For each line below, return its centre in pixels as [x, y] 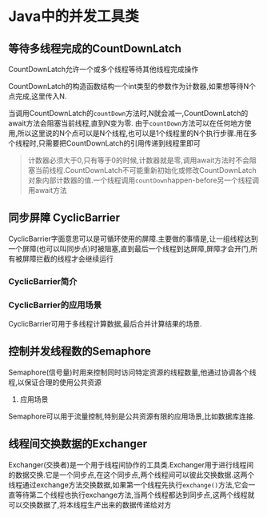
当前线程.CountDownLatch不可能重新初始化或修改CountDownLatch [146, 170]
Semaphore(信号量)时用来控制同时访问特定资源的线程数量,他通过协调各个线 [132, 372]
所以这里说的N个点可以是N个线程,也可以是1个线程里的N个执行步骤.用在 [133, 133]
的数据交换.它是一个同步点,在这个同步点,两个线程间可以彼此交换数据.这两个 [132, 475]
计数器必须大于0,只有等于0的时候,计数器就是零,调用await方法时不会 [139, 160]
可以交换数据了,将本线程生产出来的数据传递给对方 [90, 504]
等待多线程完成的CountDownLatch [95, 48]
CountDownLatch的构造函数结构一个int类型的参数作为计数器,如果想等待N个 [132, 86]
